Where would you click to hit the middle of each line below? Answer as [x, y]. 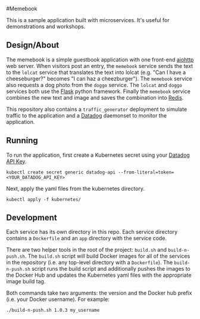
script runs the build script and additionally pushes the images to [111, 269]
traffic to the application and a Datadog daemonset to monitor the [87, 115]
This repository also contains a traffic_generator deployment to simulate [97, 109]
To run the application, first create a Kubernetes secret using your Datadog [98, 155]
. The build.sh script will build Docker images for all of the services [107, 256]
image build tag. [26, 281]
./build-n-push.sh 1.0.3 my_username [53, 310]
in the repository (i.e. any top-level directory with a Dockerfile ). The [90, 262]
